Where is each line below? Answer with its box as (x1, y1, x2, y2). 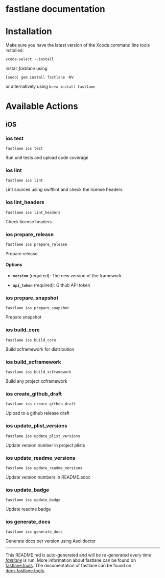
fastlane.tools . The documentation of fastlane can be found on (5, 563, 132, 569)
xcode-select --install (5, 57, 54, 62)
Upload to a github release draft (5, 410, 70, 416)
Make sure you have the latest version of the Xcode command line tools (5, 42, 150, 48)
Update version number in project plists (5, 442, 85, 448)
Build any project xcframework (5, 378, 68, 384)
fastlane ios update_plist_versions (5, 433, 80, 439)
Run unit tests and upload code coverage (5, 155, 89, 160)
